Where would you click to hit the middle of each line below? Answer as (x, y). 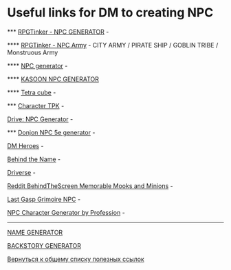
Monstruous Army (33, 52)
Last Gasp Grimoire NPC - (44, 199)
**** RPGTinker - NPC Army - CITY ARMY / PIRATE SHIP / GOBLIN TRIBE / (113, 45)
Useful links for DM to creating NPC (110, 13)
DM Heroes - (25, 145)
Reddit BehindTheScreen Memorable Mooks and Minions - (90, 186)
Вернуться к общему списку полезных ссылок (76, 259)
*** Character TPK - (36, 105)
